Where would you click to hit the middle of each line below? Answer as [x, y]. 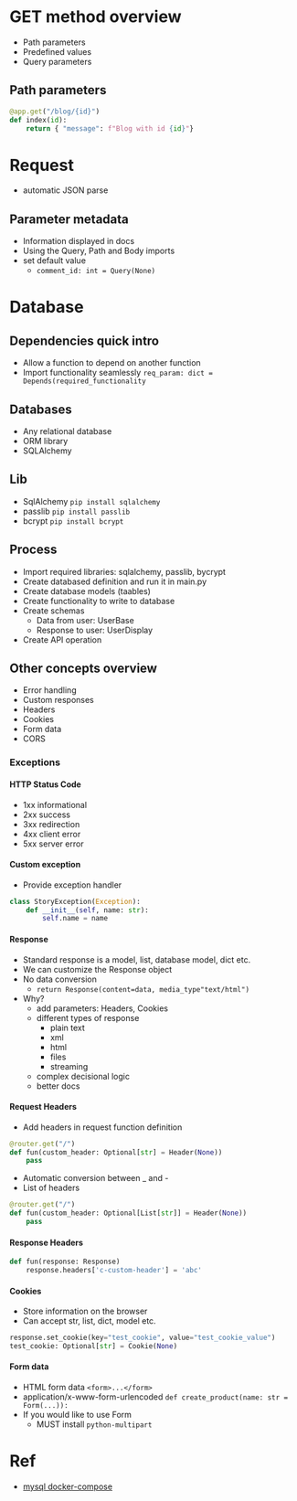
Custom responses [58, 700]
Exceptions [35, 762]
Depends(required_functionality [84, 381]
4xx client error [52, 834]
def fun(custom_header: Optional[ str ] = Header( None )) [116, 1152]
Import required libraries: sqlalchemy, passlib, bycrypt [124, 571]
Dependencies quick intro [85, 341]
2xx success [47, 814]
